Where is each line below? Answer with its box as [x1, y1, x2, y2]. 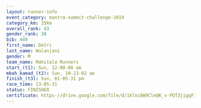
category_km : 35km [6, 20, 52, 26]
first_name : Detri [6, 43, 52, 49]
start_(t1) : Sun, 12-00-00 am [6, 64, 82, 71]
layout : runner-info [6, 8, 58, 15]
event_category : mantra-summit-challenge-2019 [6, 14, 124, 20]
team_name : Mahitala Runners [6, 59, 79, 65]
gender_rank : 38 [6, 31, 47, 37]
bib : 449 [6, 37, 28, 43]
